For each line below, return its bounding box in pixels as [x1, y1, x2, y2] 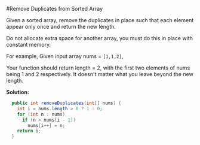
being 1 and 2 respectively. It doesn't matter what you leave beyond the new [6, 71, 194, 77]
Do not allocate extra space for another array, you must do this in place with [6, 35, 193, 41]
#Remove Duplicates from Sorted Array [6, 5, 103, 12]
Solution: [6, 89, 30, 95]
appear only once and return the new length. [6, 23, 116, 30]
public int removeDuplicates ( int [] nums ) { [11, 100, 121, 106]
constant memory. [6, 41, 51, 48]
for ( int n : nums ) [17, 111, 66, 117]
